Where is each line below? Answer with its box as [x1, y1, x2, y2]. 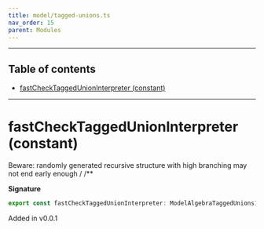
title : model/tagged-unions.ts [8, 11, 111, 20]
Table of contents [8, 62, 96, 75]
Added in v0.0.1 [8, 213, 58, 223]
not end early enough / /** [8, 169, 94, 179]
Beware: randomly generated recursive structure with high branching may [8, 161, 247, 170]
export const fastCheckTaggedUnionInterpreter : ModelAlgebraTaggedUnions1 [8, 199, 258, 208]
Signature [8, 184, 42, 194]
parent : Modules [8, 26, 61, 34]
